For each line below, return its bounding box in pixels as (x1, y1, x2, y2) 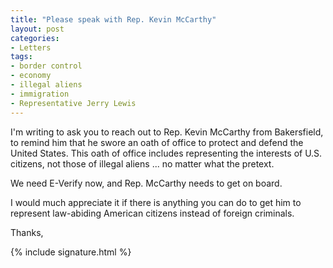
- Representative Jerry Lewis (10, 98, 137, 108)
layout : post (10, 24, 65, 34)
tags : (10, 52, 33, 62)
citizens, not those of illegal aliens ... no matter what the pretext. (10, 157, 275, 170)
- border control (10, 61, 83, 71)
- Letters (10, 42, 52, 53)
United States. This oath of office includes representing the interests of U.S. (10, 147, 323, 159)
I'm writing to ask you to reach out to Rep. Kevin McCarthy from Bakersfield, (10, 126, 324, 138)
